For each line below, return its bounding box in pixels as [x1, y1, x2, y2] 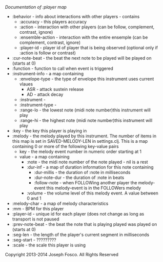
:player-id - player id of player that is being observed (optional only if [19, 45, 158, 50]
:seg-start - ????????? [12, 237, 57, 242]
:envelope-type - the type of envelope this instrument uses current [19, 76, 154, 82]
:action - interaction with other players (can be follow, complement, [19, 24, 155, 30]
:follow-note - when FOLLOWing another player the [34, 180, 138, 185]
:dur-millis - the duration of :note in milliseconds [34, 170, 131, 175]
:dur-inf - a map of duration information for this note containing [26, 164, 154, 170]
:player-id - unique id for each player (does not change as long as [12, 211, 144, 217]
